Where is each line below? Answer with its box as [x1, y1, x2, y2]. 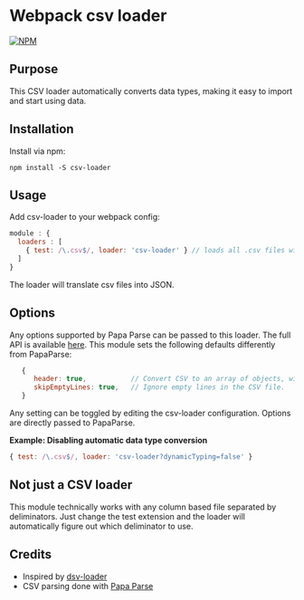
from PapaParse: [9, 348, 72, 359]
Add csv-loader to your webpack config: [9, 212, 160, 223]
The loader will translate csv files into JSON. [9, 279, 175, 290]
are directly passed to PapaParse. [9, 417, 136, 428]
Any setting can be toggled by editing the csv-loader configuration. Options [9, 408, 291, 419]
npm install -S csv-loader [9, 163, 111, 172]
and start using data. [9, 95, 87, 106]
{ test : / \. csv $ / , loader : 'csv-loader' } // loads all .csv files [25, 246, 285, 255]
